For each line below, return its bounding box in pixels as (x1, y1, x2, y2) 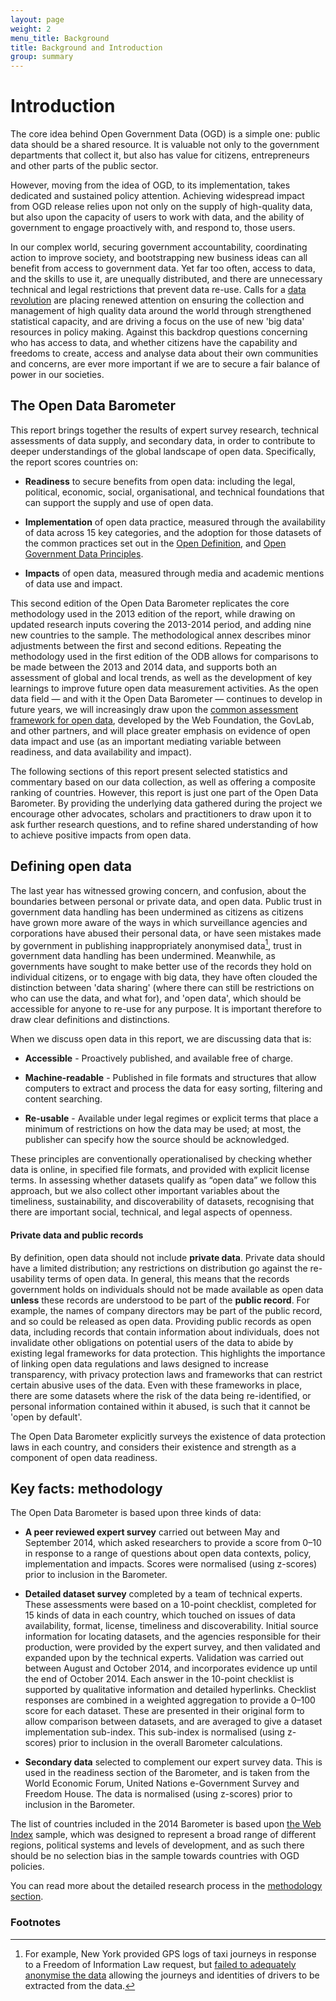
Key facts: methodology (10, 1480, 163, 1497)
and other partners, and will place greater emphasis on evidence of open (10, 724, 311, 736)
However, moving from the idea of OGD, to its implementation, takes (10, 179, 291, 191)
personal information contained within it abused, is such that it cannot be (10, 1400, 311, 1412)
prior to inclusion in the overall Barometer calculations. (58, 1737, 283, 1749)
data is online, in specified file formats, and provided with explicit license (10, 1164, 310, 1176)
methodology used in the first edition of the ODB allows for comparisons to (10, 650, 319, 662)
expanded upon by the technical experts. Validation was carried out (24, 1652, 304, 1664)
